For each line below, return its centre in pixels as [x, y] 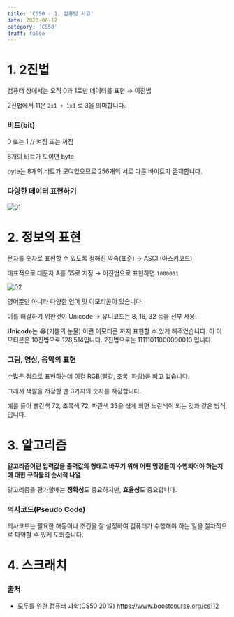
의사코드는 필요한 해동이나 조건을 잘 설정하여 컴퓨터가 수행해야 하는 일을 [105, 526]
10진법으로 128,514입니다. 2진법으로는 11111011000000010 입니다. [122, 340]
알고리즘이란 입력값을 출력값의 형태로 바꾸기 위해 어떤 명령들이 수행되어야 [106, 466]
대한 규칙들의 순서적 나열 [47, 474]
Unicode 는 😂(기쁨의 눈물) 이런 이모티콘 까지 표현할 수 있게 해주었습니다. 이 [111, 331]
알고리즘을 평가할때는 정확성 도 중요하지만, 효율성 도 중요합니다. [92, 489]
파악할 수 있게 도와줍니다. [49, 535]
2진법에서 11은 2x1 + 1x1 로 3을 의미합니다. [67, 106]
